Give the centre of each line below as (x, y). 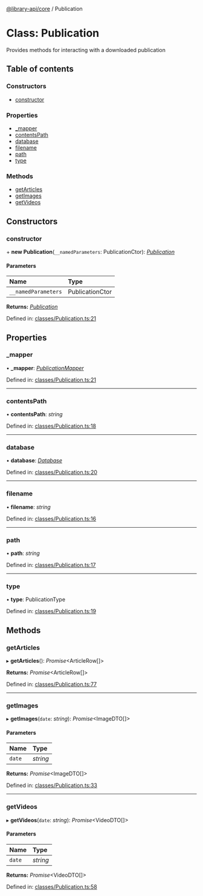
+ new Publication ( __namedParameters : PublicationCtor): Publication (91, 251)
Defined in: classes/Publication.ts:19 (51, 611)
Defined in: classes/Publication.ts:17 (51, 565)
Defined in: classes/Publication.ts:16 (51, 519)
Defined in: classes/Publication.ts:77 (52, 684)
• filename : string (29, 507)
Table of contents (40, 69)
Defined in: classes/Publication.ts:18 (51, 426)
